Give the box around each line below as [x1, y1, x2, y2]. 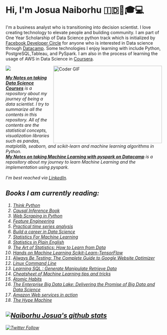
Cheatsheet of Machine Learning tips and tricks [12, 271, 111, 277]
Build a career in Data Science [12, 228, 76, 234]
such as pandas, [5, 138, 40, 144]
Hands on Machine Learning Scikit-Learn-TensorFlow [12, 249, 123, 256]
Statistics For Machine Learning [12, 234, 78, 240]
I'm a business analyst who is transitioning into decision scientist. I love [5, 24, 151, 30]
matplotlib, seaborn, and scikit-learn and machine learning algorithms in [5, 143, 154, 149]
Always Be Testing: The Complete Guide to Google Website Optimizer [12, 255, 155, 261]
